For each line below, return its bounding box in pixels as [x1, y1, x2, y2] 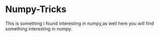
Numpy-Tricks [5, 4, 67, 15]
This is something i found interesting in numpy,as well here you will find [5, 20, 154, 26]
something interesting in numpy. [5, 25, 72, 31]
